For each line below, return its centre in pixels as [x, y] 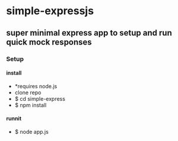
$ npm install [31, 105]
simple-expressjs [50, 11]
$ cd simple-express [40, 98]
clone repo [28, 92]
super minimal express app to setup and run [89, 33]
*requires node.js [36, 86]
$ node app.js [31, 132]
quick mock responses [49, 42]
